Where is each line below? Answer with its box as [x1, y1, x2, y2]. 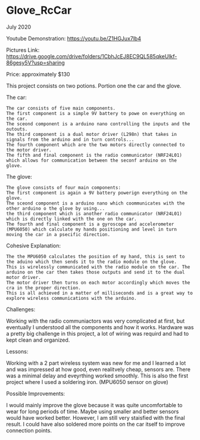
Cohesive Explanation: [6, 242, 61, 249]
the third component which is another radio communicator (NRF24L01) [6, 210, 183, 216]
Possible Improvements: [6, 390, 65, 397]
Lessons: [6, 348, 29, 355]
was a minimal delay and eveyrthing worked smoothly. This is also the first [6, 372, 189, 379]
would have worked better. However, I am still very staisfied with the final [6, 414, 186, 421]
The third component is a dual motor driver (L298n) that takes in [6, 131, 177, 137]
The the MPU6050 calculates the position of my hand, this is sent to [6, 253, 185, 259]
